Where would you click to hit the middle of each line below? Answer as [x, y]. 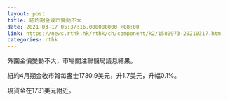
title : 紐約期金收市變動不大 [45, 20]
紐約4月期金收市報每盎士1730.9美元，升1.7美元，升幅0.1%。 [94, 76]
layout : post [26, 14]
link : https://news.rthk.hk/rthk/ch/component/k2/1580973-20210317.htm [114, 33]
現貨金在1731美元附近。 [41, 90]
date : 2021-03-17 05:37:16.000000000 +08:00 [73, 27]
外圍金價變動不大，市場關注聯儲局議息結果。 [72, 61]
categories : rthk [33, 40]
